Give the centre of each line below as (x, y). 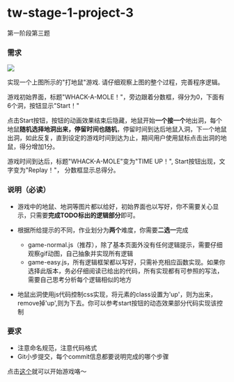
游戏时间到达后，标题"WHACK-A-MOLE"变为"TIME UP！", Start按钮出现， (113, 161)
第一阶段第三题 (29, 33)
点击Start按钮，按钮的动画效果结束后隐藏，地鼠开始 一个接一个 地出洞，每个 (115, 120)
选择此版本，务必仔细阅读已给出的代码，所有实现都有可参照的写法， (125, 271)
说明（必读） (29, 190)
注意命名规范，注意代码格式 (57, 348)
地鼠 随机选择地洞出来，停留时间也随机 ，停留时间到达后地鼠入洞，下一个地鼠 (117, 129)
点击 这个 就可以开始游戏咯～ (47, 371)
